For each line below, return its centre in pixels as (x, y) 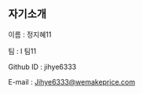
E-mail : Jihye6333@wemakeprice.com (72, 81)
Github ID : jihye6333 (42, 67)
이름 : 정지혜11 (30, 34)
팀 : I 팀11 (22, 51)
